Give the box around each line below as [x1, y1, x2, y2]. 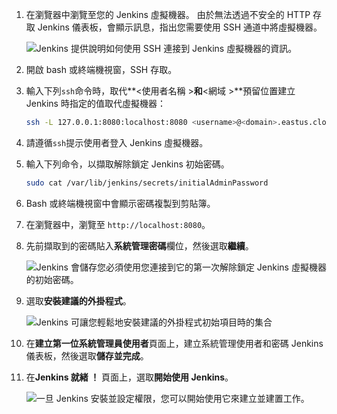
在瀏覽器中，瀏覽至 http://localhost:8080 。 [25, 218, 211, 230]
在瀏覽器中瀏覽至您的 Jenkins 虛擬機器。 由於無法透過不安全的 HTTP [25, 9, 311, 20]
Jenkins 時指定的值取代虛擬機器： [25, 98, 166, 109]
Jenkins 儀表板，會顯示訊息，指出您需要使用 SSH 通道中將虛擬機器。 [37, 21, 323, 33]
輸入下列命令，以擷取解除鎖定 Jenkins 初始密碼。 [25, 158, 230, 170]
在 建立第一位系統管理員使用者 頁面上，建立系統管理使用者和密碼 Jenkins [25, 337, 324, 349]
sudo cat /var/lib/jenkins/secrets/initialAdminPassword [25, 178, 269, 188]
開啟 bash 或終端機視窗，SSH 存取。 [25, 64, 178, 75]
